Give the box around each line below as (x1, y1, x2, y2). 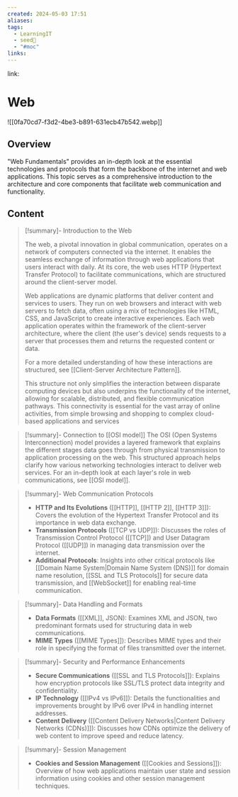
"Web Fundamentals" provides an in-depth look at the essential (7, 157, 193, 165)
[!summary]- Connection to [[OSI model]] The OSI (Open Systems (24, 430, 217, 440)
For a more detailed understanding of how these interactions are (24, 358, 213, 367)
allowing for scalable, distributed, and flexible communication (24, 394, 204, 403)
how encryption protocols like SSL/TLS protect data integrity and (35, 679, 225, 688)
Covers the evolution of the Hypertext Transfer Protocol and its (35, 511, 220, 520)
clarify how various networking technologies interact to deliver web (24, 461, 222, 469)
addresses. (35, 709, 69, 718)
